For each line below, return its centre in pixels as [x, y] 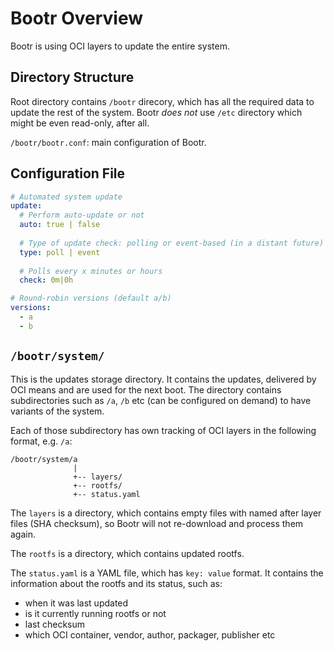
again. [23, 534]
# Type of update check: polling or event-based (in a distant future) [172, 243]
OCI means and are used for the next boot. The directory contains [146, 389]
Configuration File [68, 173]
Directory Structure [72, 77]
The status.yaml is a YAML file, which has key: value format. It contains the [167, 573]
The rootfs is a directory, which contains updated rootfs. [127, 553]
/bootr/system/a [44, 459]
